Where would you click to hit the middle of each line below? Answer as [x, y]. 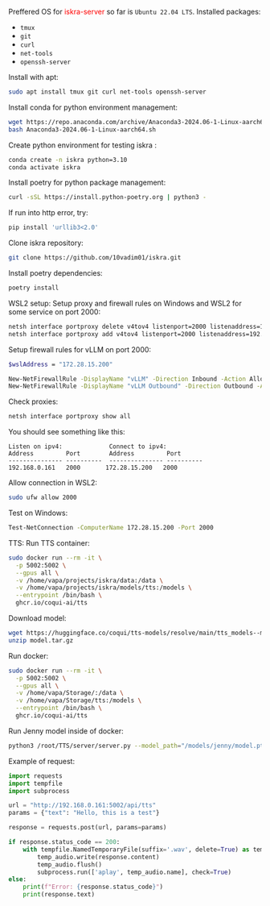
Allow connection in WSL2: [53, 483]
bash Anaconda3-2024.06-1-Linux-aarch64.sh [82, 129]
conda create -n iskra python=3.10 [68, 160]
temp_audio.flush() [70, 864]
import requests [35, 776]
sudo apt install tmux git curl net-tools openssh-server [107, 92]
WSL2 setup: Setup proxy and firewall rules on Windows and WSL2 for [125, 303]
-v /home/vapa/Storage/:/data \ [70, 693]
